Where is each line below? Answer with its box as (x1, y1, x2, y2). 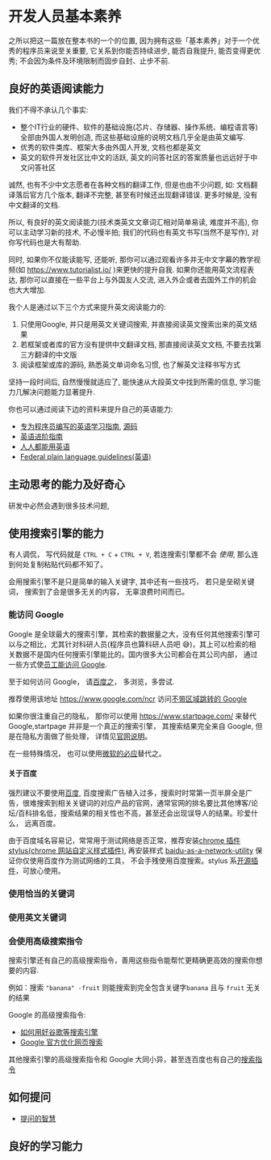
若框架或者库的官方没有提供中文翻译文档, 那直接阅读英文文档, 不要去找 (19, 339, 255, 349)
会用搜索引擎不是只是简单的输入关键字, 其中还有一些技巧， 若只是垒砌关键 (8, 577, 255, 586)
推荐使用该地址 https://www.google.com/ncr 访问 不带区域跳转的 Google (8, 693, 248, 704)
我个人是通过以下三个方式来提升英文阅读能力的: (8, 302, 167, 311)
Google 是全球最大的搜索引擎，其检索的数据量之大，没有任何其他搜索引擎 (8, 629, 254, 639)
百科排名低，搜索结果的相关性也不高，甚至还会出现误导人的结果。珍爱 (18, 808, 252, 818)
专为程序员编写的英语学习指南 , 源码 (19, 421, 138, 431)
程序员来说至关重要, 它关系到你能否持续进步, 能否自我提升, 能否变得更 (22, 45, 254, 55)
